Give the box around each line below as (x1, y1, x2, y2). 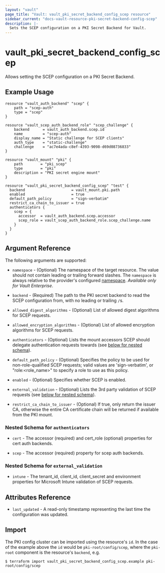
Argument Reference (5, 244, 71, 252)
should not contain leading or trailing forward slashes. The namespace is (12, 272, 157, 278)
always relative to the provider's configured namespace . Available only (12, 277, 157, 283)
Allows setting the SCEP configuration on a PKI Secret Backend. (5, 74, 135, 80)
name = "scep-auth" (14, 131, 71, 136)
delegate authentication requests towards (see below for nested (12, 342, 143, 348)
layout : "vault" (5, 7, 38, 12)
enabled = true (9, 192, 85, 197)
